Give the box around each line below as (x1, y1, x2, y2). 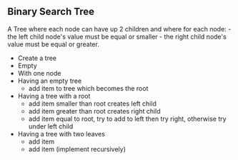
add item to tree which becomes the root (28, 84, 149, 92)
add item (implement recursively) (28, 144, 127, 153)
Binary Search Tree (7, 6, 95, 18)
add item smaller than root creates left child (28, 99, 157, 108)
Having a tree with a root (17, 91, 91, 100)
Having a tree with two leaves (17, 129, 106, 138)
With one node (17, 69, 61, 77)
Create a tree (17, 54, 57, 62)
